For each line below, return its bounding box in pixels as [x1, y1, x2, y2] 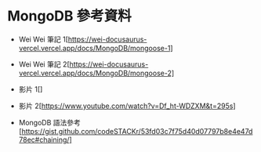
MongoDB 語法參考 [18, 118, 82, 127]
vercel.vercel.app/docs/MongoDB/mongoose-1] [18, 43, 173, 52]
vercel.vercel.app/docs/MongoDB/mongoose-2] [18, 68, 175, 78]
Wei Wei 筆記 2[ [18, 60, 70, 69]
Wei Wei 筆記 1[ [18, 34, 68, 44]
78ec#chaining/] [18, 135, 72, 144]
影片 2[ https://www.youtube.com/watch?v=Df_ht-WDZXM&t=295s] [18, 101, 236, 110]
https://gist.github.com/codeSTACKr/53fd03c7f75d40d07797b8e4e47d [21, 126, 253, 136]
